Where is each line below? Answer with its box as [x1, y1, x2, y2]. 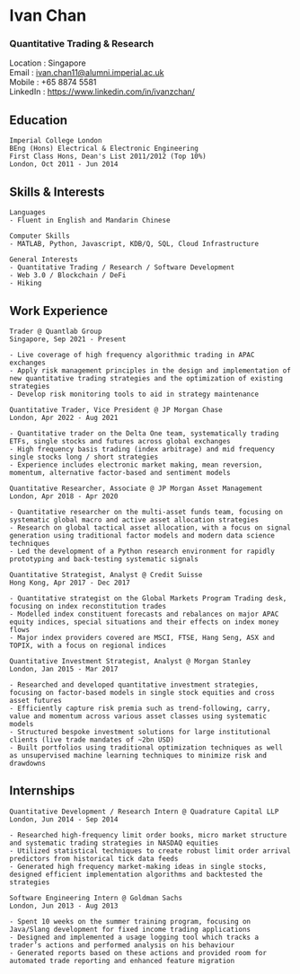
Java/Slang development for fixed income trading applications [9, 925, 251, 934]
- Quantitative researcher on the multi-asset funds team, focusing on [9, 507, 283, 516]
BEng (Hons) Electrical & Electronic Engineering [9, 145, 199, 154]
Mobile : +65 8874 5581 [9, 77, 97, 88]
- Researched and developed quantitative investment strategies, [9, 680, 259, 689]
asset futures [9, 696, 63, 705]
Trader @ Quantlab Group [9, 327, 102, 336]
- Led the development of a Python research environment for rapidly [9, 547, 276, 556]
